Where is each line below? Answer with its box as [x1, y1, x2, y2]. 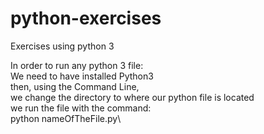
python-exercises [10, 7, 162, 30]
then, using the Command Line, [10, 80, 140, 92]
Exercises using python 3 [10, 40, 115, 52]
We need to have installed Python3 [10, 70, 154, 82]
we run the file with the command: [10, 102, 152, 114]
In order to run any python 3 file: [10, 59, 144, 71]
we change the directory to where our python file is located [10, 91, 255, 103]
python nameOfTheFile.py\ [10, 112, 122, 124]
